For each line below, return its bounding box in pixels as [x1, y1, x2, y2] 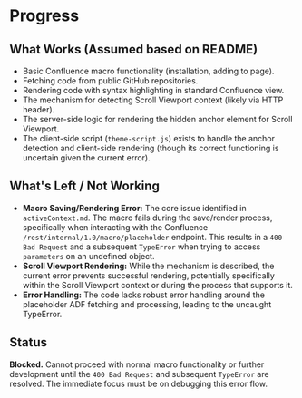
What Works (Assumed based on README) [9, 42, 258, 57]
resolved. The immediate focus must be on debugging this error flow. [9, 378, 268, 389]
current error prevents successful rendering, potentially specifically [22, 269, 275, 281]
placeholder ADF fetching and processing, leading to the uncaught [22, 298, 272, 309]
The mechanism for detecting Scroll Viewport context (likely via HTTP [22, 94, 284, 105]
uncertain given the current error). [22, 152, 151, 163]
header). [22, 104, 55, 114]
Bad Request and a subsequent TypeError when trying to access [22, 241, 261, 252]
